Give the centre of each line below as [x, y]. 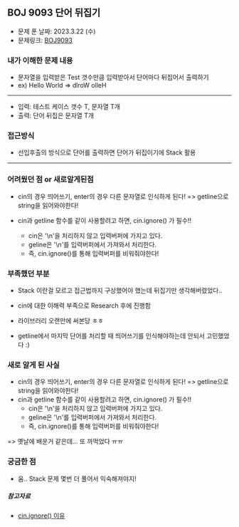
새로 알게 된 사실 [33, 365]
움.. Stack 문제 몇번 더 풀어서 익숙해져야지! [77, 479]
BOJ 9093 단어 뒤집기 [54, 13]
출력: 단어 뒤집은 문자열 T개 [56, 115]
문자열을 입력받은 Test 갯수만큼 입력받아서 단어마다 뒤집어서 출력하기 [113, 78]
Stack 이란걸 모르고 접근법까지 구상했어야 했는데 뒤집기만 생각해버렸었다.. [120, 290]
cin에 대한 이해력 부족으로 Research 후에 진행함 [84, 306]
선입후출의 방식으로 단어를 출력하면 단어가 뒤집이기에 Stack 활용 [107, 152]
